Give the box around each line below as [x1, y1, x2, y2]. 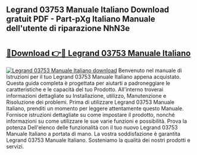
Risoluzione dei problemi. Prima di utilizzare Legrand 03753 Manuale [6, 98, 174, 106]
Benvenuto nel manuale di [118, 67, 182, 74]
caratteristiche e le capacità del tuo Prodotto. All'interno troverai [6, 86, 164, 93]
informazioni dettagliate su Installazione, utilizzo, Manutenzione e [6, 92, 167, 99]
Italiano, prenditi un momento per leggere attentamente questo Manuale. [6, 105, 185, 112]
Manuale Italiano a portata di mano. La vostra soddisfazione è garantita [6, 131, 180, 137]
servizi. [6, 143, 24, 150]
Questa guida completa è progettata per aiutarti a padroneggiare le [6, 80, 171, 86]
